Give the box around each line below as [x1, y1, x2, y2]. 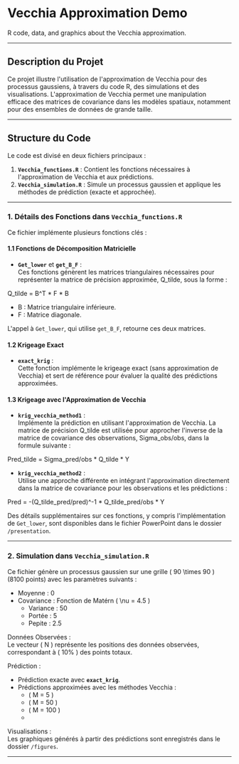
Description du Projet [7, 55, 104, 68]
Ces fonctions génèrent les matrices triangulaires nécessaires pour [17, 268, 215, 277]
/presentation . [7, 526, 51, 535]
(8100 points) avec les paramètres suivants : [7, 575, 137, 583]
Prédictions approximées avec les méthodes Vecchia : [17, 683, 176, 691]
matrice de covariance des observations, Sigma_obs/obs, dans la [17, 434, 210, 442]
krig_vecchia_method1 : [17, 411, 85, 420]
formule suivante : [17, 441, 71, 450]
